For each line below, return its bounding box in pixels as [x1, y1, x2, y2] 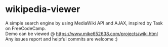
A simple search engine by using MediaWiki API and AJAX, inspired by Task [5, 20, 163, 26]
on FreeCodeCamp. [5, 25, 47, 31]
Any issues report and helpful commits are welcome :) [5, 36, 118, 42]
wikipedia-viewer [5, 3, 80, 15]
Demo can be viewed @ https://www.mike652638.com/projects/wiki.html [5, 30, 158, 36]
